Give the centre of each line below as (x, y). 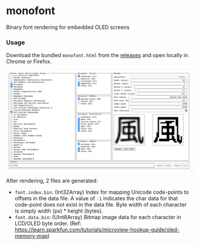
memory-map (31, 236)
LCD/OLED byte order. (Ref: (48, 223)
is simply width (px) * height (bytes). (59, 211)
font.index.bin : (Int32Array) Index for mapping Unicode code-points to (102, 192)
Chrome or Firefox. (29, 62)
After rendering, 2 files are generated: (52, 180)
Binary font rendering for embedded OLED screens (68, 27)
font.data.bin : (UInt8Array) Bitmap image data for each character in (98, 217)
